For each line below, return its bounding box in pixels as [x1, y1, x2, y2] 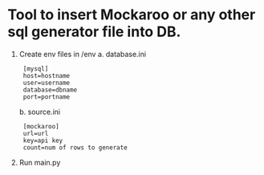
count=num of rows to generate [22, 143, 128, 152]
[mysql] [22, 64, 49, 73]
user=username [22, 79, 71, 87]
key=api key [22, 136, 63, 144]
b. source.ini [18, 107, 61, 116]
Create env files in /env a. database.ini [18, 49, 146, 59]
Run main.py [18, 157, 61, 167]
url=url [22, 129, 49, 137]
